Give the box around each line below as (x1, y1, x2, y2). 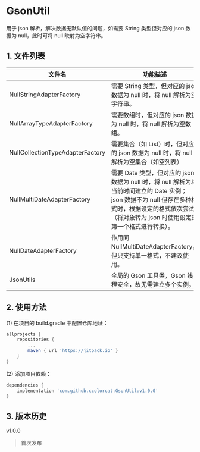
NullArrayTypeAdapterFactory (9, 119, 93, 127)
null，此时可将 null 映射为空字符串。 (17, 32, 107, 39)
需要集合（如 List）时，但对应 (111, 140, 195, 148)
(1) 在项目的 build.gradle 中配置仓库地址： (6, 319, 108, 327)
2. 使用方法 (6, 302, 47, 313)
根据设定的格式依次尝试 (129, 204, 195, 212)
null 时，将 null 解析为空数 (118, 120, 192, 128)
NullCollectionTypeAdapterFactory (9, 148, 106, 156)
